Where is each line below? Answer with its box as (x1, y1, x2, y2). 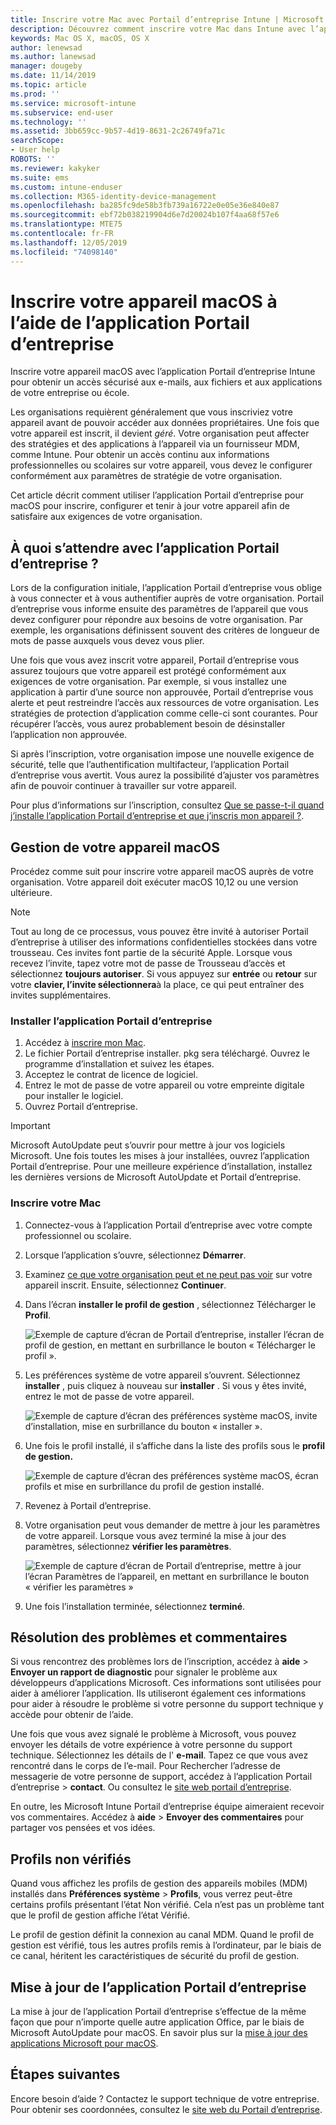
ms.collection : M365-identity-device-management (10, 191, 217, 201)
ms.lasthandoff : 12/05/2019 (10, 237, 128, 248)
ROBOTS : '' (10, 154, 56, 164)
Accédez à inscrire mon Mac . (24, 1037, 147, 1049)
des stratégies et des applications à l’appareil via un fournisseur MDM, (10, 438, 300, 450)
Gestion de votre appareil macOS (10, 839, 220, 856)
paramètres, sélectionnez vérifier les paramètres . (24, 1540, 232, 1552)
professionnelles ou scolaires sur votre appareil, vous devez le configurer (10, 459, 313, 471)
